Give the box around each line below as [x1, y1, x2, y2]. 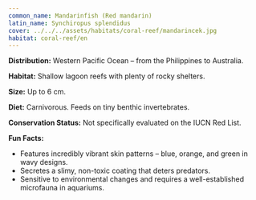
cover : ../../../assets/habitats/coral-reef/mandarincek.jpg [8, 26, 217, 34]
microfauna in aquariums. [19, 183, 104, 193]
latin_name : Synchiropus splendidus [8, 19, 131, 27]
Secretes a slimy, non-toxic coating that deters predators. [19, 166, 211, 176]
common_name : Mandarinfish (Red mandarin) [8, 11, 152, 20]
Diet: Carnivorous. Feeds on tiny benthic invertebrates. [8, 102, 190, 112]
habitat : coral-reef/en [8, 34, 88, 42]
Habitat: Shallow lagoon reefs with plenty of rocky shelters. [8, 71, 205, 81]
